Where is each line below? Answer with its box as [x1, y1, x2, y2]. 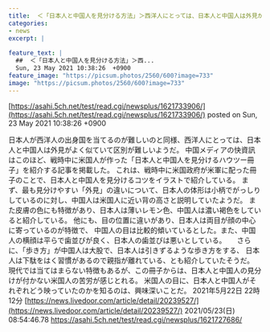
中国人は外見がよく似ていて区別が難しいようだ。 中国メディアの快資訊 [22, 145, 256, 154]
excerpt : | [8, 34, 45, 43]
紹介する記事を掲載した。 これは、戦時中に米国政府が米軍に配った [29, 165, 250, 174]
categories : [8, 19, 48, 27]
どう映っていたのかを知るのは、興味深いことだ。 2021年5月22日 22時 [29, 285, 260, 295]
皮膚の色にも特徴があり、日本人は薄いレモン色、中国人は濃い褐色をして [14, 205, 255, 215]
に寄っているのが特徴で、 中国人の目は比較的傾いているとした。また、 [8, 225, 243, 235]
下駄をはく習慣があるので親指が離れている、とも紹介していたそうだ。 [22, 255, 255, 265]
